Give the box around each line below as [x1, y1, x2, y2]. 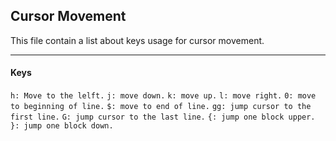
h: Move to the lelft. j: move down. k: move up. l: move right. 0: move [10, 91, 317, 101]
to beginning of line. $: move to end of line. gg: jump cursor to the [10, 102, 312, 112]
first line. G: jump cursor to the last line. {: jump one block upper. [10, 112, 316, 123]
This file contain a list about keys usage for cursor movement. [10, 34, 265, 46]
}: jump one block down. [10, 121, 114, 131]
